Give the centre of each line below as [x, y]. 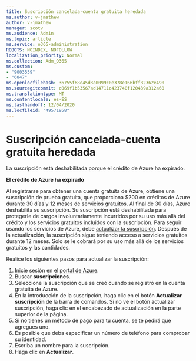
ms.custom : [19, 66]
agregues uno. [32, 327]
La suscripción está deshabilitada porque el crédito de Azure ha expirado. [96, 168]
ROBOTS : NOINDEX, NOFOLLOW [39, 50]
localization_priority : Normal [44, 55]
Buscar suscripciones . [42, 277]
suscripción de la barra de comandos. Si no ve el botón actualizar [95, 302]
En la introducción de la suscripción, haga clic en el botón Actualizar [98, 296]
